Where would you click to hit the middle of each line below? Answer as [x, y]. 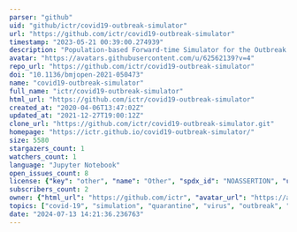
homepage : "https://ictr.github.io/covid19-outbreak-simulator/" [132, 132]
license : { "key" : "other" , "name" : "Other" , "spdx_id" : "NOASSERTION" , [144, 182]
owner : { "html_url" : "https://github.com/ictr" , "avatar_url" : [128, 198]
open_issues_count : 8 [49, 173]
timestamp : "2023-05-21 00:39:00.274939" [87, 42]
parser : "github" [41, 17]
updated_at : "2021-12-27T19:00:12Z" [76, 116]
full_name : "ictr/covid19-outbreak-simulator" [96, 91]
